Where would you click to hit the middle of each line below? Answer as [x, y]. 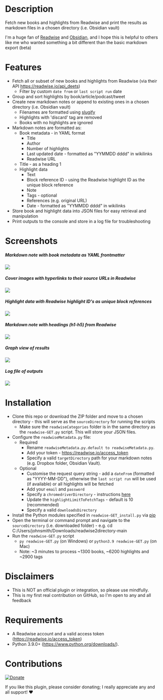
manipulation [25, 216]
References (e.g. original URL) [57, 200]
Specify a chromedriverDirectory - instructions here [79, 494]
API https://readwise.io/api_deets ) [46, 86]
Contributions [34, 664]
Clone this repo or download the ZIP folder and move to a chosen [77, 416]
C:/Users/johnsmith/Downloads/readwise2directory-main [70, 531]
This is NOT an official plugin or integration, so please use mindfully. [81, 590]
